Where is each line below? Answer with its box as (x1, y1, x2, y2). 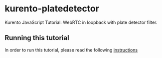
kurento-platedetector (4, 3, 99, 14)
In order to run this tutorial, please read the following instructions (4, 47, 138, 53)
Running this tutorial (4, 34, 69, 42)
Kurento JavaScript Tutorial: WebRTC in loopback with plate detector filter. (4, 19, 158, 25)
